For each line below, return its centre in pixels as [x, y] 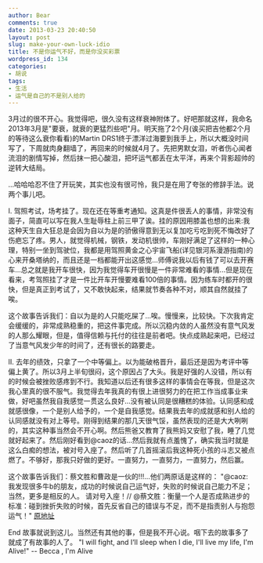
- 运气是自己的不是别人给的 [47, 96]
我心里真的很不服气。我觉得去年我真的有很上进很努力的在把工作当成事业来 [128, 391]
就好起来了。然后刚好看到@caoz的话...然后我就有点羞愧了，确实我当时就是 [128, 441]
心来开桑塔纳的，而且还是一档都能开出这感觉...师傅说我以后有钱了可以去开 [128, 260]
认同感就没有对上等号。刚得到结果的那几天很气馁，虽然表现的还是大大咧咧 [128, 421]
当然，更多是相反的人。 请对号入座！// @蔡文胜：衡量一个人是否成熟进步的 [129, 496]
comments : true [33, 23]
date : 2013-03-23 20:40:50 [52, 30]
